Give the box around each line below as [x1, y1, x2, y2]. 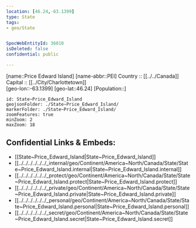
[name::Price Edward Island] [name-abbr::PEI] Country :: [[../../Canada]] [6, 72, 180, 80]
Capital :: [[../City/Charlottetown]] [6, 78, 87, 85]
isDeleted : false [6, 46, 49, 52]
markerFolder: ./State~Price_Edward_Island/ [6, 106, 116, 112]
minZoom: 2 [6, 116, 33, 123]
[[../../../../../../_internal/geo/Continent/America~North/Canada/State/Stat [14, 159, 188, 167]
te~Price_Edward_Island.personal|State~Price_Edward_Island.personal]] [14, 203, 190, 210]
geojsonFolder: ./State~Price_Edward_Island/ [6, 101, 119, 107]
